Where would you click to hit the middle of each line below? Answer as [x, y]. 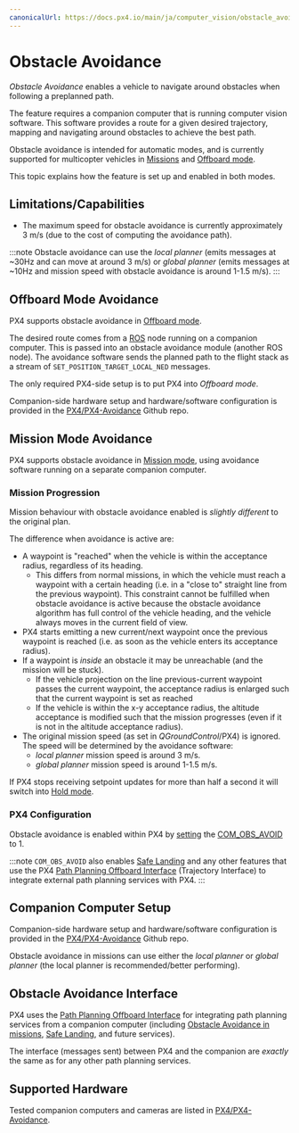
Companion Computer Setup [90, 908]
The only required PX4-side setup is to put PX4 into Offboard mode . [134, 384]
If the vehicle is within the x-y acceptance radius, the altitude [147, 708]
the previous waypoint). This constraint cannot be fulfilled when [152, 594]
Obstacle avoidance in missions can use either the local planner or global [144, 956]
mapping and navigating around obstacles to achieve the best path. [133, 132]
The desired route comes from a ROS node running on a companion [133, 338]
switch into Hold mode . [52, 791]
